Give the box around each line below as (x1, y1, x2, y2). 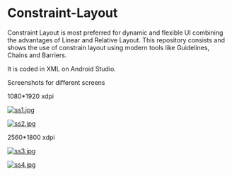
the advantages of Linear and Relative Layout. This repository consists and (7, 35, 225, 44)
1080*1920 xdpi (7, 92, 54, 100)
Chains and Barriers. (7, 51, 67, 59)
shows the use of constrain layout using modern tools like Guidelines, (7, 43, 210, 52)
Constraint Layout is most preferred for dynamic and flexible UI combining (7, 28, 224, 37)
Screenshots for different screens (7, 78, 105, 86)
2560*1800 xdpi (7, 133, 55, 141)
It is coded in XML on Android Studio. (7, 64, 117, 73)
